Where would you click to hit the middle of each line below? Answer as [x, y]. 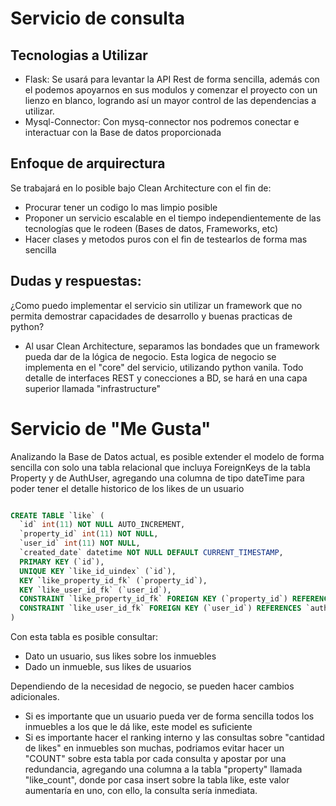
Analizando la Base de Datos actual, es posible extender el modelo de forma [167, 456]
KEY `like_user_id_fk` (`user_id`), [95, 590]
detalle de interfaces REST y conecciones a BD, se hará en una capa [166, 378]
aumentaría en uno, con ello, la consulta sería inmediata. [141, 791]
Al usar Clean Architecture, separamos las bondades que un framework [172, 346]
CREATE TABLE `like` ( [57, 515]
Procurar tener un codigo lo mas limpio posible [121, 207]
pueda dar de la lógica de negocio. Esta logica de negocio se [150, 356]
